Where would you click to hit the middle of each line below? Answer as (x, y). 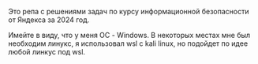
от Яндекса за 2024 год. (49, 20)
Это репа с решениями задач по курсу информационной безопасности (129, 11)
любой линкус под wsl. (47, 52)
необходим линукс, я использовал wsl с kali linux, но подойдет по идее (128, 43)
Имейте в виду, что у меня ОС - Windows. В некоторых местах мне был (129, 35)
